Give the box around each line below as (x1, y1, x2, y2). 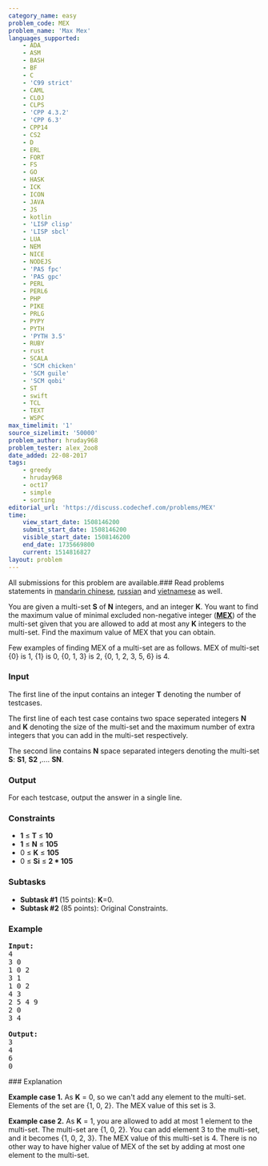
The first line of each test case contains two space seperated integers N (8, 713, 246, 723)
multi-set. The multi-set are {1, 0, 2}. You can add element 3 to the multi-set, (8, 1124, 260, 1134)
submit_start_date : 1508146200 (22, 526, 127, 534)
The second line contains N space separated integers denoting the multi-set (8, 746, 260, 756)
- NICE (22, 250, 45, 258)
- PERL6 (22, 288, 48, 296)
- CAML (22, 86, 45, 95)
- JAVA (22, 198, 45, 206)
